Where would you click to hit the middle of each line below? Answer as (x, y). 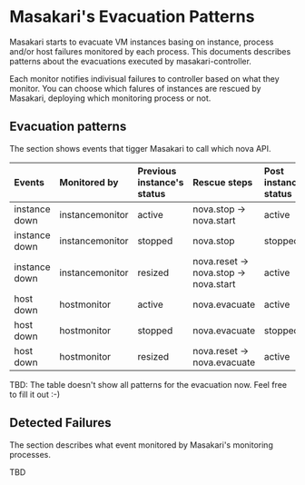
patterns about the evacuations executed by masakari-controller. (131, 61)
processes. (30, 454)
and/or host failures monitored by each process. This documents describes (150, 51)
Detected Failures (60, 423)
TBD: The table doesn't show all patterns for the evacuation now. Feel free (148, 384)
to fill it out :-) (35, 394)
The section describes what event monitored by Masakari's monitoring (142, 445)
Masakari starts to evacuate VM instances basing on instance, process (142, 42)
